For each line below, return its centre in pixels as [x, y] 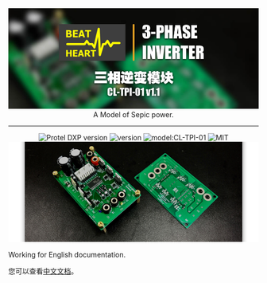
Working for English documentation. [67, 255]
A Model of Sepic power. [133, 114]
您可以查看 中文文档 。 [43, 271]
